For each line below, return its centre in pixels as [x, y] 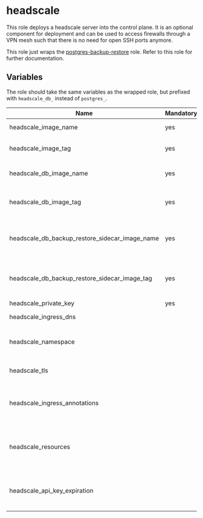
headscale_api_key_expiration [51, 490]
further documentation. [35, 58]
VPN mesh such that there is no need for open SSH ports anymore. [90, 40]
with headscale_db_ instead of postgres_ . [57, 98]
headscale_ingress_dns [43, 317]
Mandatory [181, 113]
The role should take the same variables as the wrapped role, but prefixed [98, 92]
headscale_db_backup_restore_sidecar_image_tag [81, 278]
